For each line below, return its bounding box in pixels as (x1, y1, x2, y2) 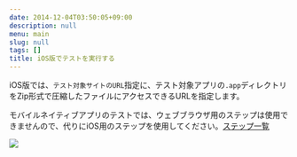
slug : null (9, 37, 50, 47)
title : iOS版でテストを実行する (9, 54, 115, 63)
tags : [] (9, 46, 42, 55)
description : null (9, 21, 77, 30)
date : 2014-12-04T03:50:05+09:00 (9, 12, 133, 22)
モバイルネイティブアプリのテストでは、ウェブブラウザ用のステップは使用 (9, 110, 281, 120)
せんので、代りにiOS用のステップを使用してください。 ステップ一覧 (24, 121, 270, 131)
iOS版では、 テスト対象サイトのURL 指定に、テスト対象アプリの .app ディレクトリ (9, 80, 287, 90)
